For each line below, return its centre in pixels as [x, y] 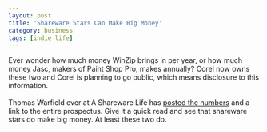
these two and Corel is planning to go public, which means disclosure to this [134, 77]
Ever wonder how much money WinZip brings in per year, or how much [126, 60]
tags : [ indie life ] [41, 38]
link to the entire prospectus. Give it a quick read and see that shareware [128, 111]
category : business [41, 30]
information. [28, 86]
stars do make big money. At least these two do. [88, 119]
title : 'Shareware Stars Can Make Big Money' [85, 23]
